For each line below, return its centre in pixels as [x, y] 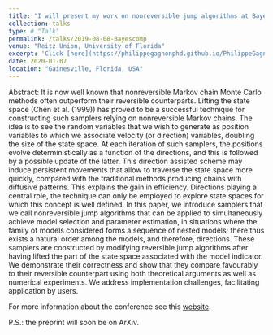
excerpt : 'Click [36, 54]
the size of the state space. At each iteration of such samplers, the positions [136, 144]
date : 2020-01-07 [38, 62]
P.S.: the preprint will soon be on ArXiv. [74, 322]
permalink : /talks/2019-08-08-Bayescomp [78, 39]
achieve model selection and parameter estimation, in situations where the [133, 221]
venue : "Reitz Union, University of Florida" [87, 46]
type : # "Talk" [34, 31]
